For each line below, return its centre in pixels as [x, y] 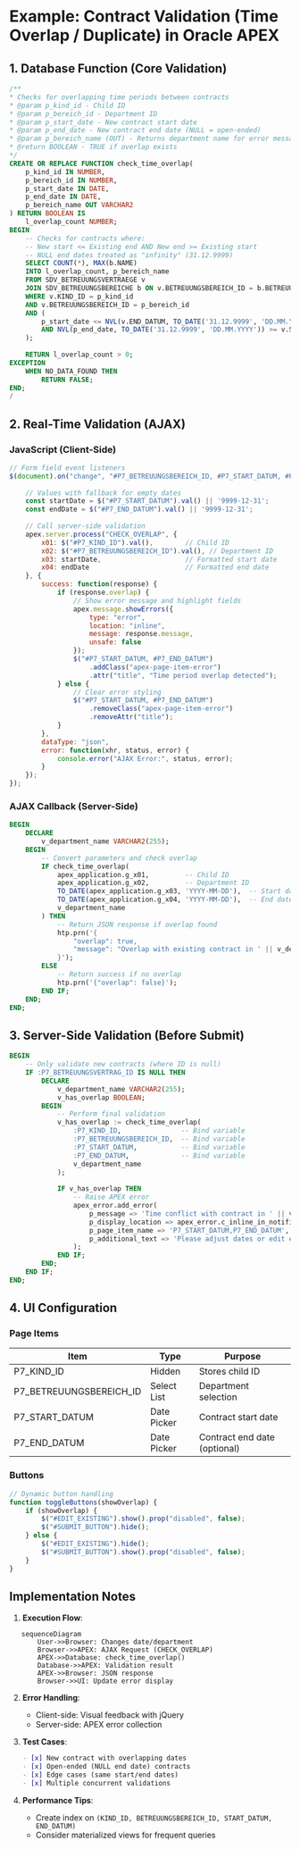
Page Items [34, 1334]
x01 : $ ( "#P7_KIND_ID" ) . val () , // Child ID [135, 542]
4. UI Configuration [63, 1308]
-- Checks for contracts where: [85, 238]
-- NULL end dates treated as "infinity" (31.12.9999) [129, 255]
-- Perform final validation [111, 1114]
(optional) [219, 1449]
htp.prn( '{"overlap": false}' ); [117, 983]
